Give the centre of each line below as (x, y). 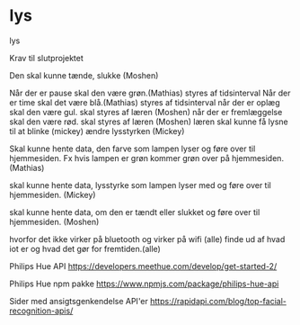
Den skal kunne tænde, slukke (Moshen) (84, 75)
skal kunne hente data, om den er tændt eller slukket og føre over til (135, 212)
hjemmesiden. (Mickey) (53, 194)
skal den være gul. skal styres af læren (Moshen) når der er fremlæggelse (146, 112)
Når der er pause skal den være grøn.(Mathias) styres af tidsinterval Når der (150, 93)
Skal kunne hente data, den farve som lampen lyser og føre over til (132, 149)
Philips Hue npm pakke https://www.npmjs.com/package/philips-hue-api (144, 284)
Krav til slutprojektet (46, 58)
